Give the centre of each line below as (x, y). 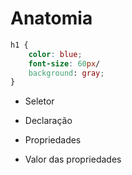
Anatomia (51, 18)
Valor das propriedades (73, 159)
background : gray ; (66, 73)
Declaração (48, 121)
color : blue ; (55, 54)
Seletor (39, 101)
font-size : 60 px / (64, 63)
